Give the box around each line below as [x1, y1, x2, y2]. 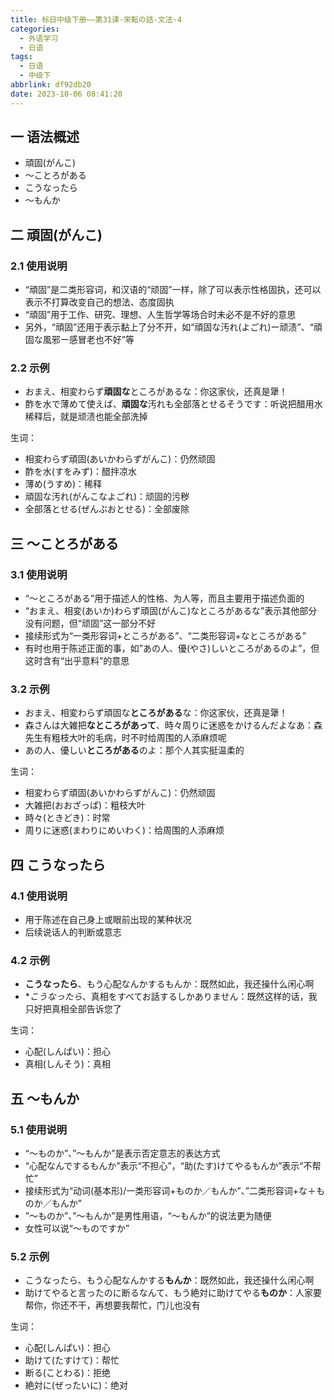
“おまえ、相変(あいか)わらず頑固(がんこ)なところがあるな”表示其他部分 [24, 605, 318, 617]
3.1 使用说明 [10, 567, 68, 581]
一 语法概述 [10, 129, 80, 146]
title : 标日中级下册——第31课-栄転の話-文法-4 [10, 14, 182, 25]
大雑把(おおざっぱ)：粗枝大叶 [24, 799, 147, 811]
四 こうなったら [10, 856, 106, 873]
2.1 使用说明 [10, 259, 68, 273]
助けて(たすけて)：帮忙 [24, 1354, 120, 1366]
